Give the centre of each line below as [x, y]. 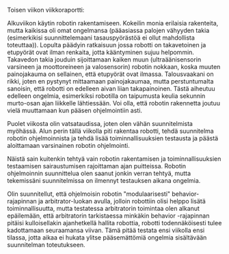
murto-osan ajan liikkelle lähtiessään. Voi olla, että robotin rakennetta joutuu [114, 103]
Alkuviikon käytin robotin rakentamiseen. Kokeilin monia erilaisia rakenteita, [113, 23]
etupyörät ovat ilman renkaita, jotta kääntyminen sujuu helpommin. [101, 52]
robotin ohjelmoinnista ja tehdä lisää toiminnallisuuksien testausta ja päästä [113, 138]
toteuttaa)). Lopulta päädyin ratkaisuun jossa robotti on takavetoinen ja [107, 45]
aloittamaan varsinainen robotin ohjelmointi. [68, 145]
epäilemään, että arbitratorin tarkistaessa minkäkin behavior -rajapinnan [108, 216]
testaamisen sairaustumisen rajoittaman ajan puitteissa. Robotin [97, 166]
